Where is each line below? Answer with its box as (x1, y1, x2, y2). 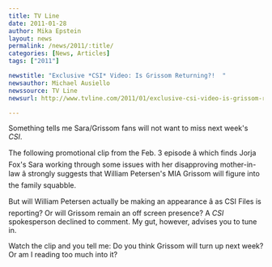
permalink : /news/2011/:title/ (8, 42, 114, 50)
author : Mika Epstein (8, 27, 82, 35)
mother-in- (219, 159, 257, 170)
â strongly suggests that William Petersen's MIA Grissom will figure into (21, 169, 261, 179)
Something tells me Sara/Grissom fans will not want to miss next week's (8, 123, 249, 133)
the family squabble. (8, 180, 77, 190)
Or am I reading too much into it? (8, 250, 118, 260)
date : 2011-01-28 (8, 19, 67, 28)
